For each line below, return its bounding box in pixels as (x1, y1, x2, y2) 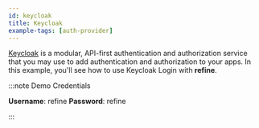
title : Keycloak (8, 19, 63, 27)
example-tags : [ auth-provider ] (8, 26, 113, 34)
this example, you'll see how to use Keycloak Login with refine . (8, 66, 217, 75)
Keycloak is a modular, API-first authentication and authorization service (8, 49, 248, 58)
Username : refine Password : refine (8, 97, 126, 106)
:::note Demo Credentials (8, 81, 91, 90)
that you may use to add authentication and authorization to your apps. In (8, 57, 252, 66)
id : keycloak (8, 11, 52, 20)
